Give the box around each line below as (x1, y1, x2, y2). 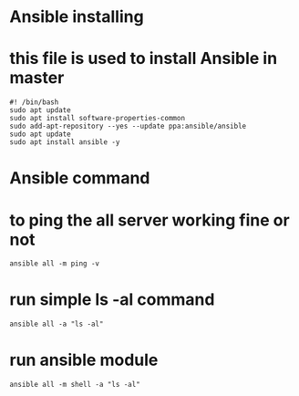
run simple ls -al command (9, 289, 215, 310)
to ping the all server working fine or (9, 210, 290, 230)
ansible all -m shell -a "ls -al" (9, 380, 141, 390)
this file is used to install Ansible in (9, 48, 278, 69)
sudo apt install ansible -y (9, 138, 120, 147)
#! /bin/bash (9, 98, 59, 107)
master (9, 68, 65, 89)
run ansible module (9, 349, 159, 370)
